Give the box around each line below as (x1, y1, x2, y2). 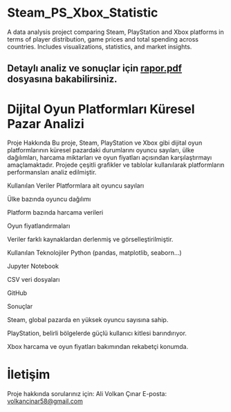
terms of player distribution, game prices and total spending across (7, 35, 199, 43)
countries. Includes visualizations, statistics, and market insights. (7, 42, 192, 51)
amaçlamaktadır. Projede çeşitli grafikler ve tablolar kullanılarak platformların (7, 161, 225, 169)
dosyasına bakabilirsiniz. (7, 73, 118, 85)
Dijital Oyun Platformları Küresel (7, 101, 195, 117)
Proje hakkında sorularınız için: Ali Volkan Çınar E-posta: (7, 390, 167, 398)
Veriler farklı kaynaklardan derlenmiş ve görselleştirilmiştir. (7, 235, 174, 244)
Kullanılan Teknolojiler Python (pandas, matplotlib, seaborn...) (7, 249, 182, 257)
